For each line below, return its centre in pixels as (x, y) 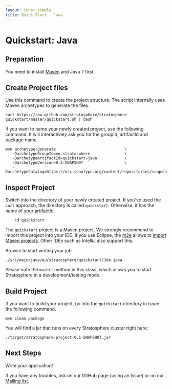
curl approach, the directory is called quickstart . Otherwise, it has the (80, 206)
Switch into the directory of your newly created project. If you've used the (83, 200)
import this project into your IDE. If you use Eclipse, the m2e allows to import (86, 235)
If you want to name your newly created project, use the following (74, 129)
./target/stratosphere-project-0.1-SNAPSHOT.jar (58, 337)
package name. (22, 140)
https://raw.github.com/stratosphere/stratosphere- (73, 115)
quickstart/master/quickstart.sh (41, 119)
